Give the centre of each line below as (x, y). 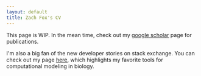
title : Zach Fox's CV (34, 18)
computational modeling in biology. (50, 66)
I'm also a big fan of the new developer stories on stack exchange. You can (100, 53)
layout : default (27, 12)
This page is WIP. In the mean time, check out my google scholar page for (99, 35)
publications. (23, 41)
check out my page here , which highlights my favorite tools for (85, 60)
